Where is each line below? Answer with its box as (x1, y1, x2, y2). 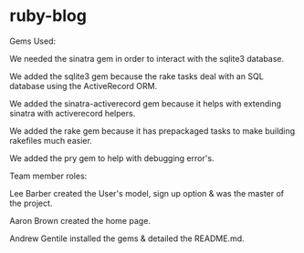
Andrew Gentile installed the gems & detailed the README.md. (9, 233, 245, 244)
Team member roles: (9, 170, 88, 181)
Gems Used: (9, 35, 57, 46)
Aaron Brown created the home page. (9, 215, 151, 226)
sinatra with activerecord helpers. (9, 107, 136, 118)
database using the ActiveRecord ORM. (9, 80, 158, 91)
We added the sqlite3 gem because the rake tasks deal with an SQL (9, 70, 265, 82)
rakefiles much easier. (9, 135, 93, 146)
